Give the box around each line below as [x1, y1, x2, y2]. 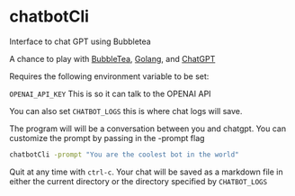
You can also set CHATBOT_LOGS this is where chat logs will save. [9, 105, 243, 116]
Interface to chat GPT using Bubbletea [9, 36, 151, 47]
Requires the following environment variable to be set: [9, 70, 210, 82]
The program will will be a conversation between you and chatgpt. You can [9, 123, 286, 134]
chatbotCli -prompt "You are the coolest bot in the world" [9, 150, 240, 159]
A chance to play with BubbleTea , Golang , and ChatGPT [9, 53, 216, 64]
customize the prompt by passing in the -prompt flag [9, 132, 205, 143]
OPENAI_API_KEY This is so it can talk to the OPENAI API [9, 88, 211, 99]
